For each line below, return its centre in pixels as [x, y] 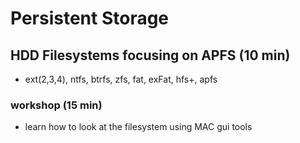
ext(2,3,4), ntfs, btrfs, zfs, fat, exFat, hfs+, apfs [121, 79]
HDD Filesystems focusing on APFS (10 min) [150, 55]
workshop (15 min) [56, 105]
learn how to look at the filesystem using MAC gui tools [138, 127]
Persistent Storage [90, 18]
